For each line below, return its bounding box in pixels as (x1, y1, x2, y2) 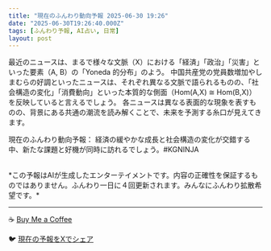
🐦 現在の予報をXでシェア (8, 234, 94, 244)
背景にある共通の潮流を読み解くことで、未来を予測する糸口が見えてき (29, 108, 262, 117)
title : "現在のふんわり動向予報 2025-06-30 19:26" (8, 11, 169, 20)
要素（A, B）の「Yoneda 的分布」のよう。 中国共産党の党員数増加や (29, 68, 256, 77)
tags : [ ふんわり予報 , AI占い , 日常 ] (8, 27, 119, 35)
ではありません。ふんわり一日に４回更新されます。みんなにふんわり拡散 (15, 180, 256, 190)
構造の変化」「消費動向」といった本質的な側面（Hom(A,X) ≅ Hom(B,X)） (15, 88, 256, 97)
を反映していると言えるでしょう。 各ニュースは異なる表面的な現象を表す (8, 97, 250, 107)
